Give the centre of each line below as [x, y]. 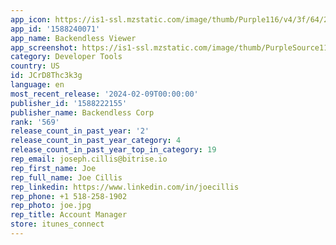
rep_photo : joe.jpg [51, 206]
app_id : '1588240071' [55, 29]
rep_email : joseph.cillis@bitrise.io [89, 159]
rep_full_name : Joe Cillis [66, 177]
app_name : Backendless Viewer [73, 38]
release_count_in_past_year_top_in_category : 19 [113, 150]
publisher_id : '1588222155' [69, 103]
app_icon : [31, 19]
